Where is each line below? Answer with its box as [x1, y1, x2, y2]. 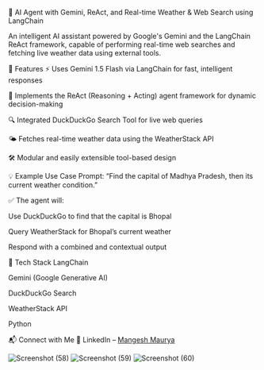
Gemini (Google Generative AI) [8, 273, 109, 282]
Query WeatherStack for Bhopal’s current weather [8, 227, 172, 236]
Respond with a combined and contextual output [8, 242, 167, 252]
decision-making [8, 99, 63, 109]
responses [8, 75, 43, 85]
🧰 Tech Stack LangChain [8, 258, 89, 267]
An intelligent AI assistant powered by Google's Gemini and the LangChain [8, 32, 251, 40]
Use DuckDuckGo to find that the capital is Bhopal [8, 211, 172, 221]
